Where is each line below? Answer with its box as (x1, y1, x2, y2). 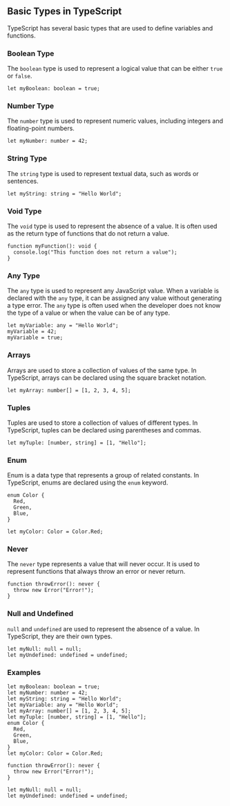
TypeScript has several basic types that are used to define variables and (7, 24, 213, 32)
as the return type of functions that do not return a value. (7, 229, 169, 238)
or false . (7, 72, 32, 80)
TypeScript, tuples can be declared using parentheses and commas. (7, 426, 202, 434)
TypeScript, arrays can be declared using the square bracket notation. (7, 374, 207, 382)
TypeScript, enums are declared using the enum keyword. (7, 478, 169, 487)
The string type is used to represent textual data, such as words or (7, 169, 199, 177)
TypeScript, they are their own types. (7, 632, 113, 640)
